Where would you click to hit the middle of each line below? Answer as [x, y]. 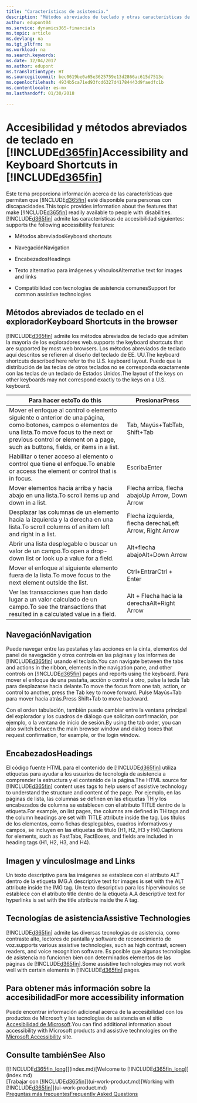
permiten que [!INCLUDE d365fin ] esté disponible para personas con [89, 199]
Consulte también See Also [56, 1055]
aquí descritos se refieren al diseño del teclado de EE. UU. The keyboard [93, 354]
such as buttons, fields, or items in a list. [64, 446]
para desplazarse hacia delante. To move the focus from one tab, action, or [96, 686]
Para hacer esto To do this [65, 400]
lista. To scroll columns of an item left [59, 527]
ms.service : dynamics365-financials [51, 28]
